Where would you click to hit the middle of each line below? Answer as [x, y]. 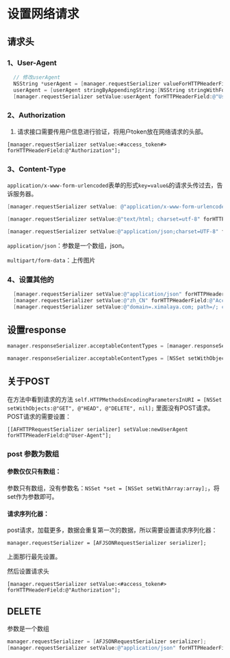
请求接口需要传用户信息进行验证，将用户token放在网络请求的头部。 [112, 132]
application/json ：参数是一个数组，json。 [67, 245]
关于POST [28, 381]
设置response [37, 330]
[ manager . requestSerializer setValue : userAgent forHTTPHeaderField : [113, 97]
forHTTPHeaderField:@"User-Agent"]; [59, 435]
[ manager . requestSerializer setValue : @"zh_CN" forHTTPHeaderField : [112, 300]
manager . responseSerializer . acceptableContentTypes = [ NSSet [96, 358]
